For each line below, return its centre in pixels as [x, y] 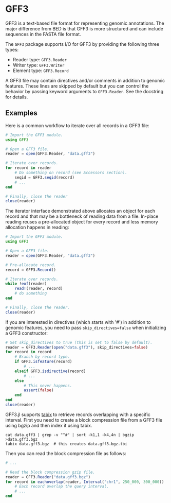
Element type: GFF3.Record [41, 71]
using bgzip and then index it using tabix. [49, 425]
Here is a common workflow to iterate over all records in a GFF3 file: [78, 125]
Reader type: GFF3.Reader [40, 59]
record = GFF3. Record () [31, 270]
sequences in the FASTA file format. [43, 34]
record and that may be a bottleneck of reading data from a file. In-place [82, 216]
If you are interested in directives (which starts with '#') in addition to [78, 322]
